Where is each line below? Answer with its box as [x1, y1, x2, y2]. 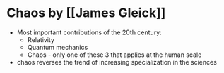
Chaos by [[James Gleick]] [6, 5, 166, 21]
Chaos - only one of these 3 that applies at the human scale [27, 51, 202, 59]
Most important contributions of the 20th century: [16, 28, 162, 36]
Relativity [27, 35, 54, 44]
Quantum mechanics [27, 43, 88, 51]
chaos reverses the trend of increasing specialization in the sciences [16, 58, 217, 66]
